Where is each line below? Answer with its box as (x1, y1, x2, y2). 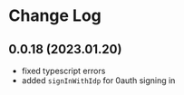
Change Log (8, 5, 102, 26)
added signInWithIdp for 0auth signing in (21, 75, 176, 86)
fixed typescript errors (21, 65, 106, 76)
